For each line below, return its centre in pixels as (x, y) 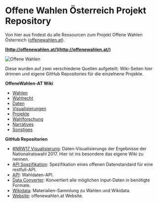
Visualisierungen (29, 108)
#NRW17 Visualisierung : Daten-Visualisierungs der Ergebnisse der (79, 148)
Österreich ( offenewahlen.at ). (35, 40)
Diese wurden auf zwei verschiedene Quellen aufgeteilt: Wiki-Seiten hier (79, 68)
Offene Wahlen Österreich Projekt (76, 11)
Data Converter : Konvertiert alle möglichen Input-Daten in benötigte (81, 180)
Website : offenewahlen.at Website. (48, 196)
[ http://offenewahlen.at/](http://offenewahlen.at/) (58, 49)
